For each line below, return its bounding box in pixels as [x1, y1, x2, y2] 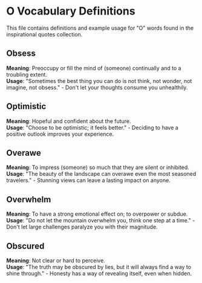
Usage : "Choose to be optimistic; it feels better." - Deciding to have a [6, 124, 178, 131]
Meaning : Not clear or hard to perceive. [6, 257, 106, 264]
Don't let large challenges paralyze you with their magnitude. [6, 223, 158, 231]
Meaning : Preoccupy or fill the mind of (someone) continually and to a [6, 64, 181, 72]
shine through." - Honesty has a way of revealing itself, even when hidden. [6, 270, 192, 277]
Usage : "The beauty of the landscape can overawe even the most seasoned [6, 170, 197, 178]
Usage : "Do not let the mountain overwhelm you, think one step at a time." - [6, 217, 195, 224]
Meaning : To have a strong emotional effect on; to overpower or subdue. [6, 210, 188, 218]
